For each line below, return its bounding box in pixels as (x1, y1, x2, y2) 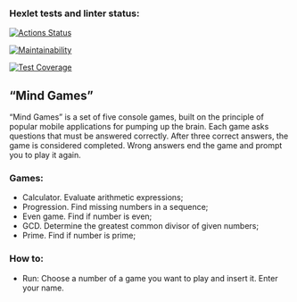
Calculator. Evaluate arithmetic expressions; (21, 192, 184, 203)
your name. (21, 282, 64, 293)
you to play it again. (9, 150, 82, 161)
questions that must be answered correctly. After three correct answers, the (9, 130, 289, 141)
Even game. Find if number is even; (21, 211, 153, 222)
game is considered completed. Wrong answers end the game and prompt (9, 140, 283, 151)
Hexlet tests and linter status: (9, 7, 140, 20)
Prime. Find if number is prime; (21, 231, 136, 241)
